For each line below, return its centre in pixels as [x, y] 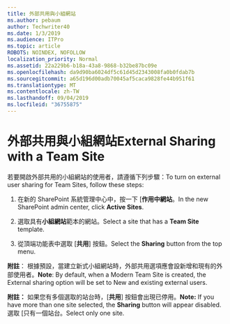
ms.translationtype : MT [42, 85]
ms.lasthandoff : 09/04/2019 [48, 98]
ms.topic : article [34, 46]
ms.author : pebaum [34, 20]
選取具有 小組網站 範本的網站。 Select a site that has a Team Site [108, 221]
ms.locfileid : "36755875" [45, 105]
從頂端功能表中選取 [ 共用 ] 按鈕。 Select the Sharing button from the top [120, 243]
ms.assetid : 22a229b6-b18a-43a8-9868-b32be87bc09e [82, 66]
